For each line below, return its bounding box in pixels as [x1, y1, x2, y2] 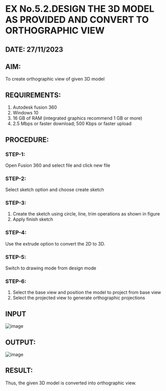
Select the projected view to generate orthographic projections [12, 295, 146, 301]
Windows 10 [12, 110, 39, 116]
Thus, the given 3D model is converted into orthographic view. [5, 380, 136, 386]
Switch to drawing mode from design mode [5, 265, 97, 271]
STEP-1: [5, 151, 26, 158]
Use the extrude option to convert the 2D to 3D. [5, 240, 106, 247]
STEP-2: [5, 175, 27, 182]
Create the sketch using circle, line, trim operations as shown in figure [12, 211, 160, 217]
